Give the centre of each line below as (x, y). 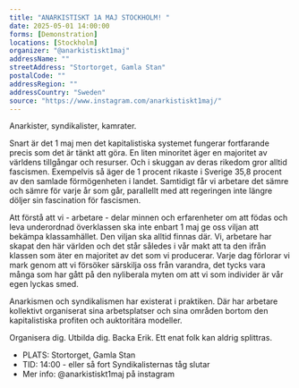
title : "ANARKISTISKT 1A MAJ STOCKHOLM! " (90, 17)
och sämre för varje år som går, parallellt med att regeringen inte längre (141, 191)
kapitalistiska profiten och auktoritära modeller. (96, 321)
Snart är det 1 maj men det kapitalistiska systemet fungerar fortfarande (140, 143)
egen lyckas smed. (44, 284)
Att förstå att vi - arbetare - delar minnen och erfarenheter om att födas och (149, 218)
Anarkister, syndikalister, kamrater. (73, 126)
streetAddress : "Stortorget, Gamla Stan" (88, 68)
